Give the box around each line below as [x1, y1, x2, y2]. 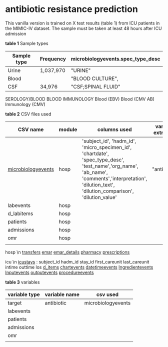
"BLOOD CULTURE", [70, 75, 118, 82]
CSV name [17, 126, 44, 133]
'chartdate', [81, 150, 109, 157]
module [58, 126, 77, 133]
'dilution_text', [81, 181, 115, 188]
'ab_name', [81, 168, 108, 175]
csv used [96, 291, 119, 298]
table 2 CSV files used [5, 111, 51, 117]
